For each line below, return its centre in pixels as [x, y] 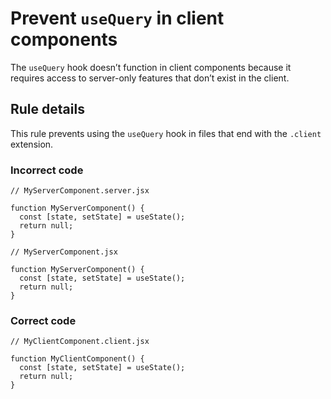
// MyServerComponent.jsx [64, 252]
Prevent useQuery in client [117, 18]
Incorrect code [47, 170]
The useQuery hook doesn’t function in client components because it [151, 67]
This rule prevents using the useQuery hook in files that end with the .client [166, 133]
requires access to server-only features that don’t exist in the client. [150, 78]
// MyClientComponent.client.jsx [80, 342]
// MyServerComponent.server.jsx [80, 191]
